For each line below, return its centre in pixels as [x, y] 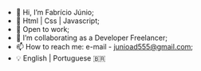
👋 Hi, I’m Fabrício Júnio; [55, 12]
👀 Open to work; [43, 29]
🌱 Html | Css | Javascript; [57, 21]
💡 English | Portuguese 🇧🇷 [61, 58]
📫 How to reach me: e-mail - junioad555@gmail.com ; [104, 47]
